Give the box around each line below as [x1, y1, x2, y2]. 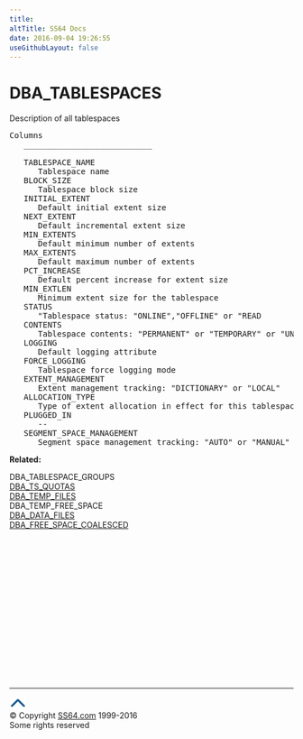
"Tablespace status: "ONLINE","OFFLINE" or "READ [37, 311, 262, 321]
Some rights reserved [9, 720, 90, 731]
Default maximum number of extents [37, 257, 196, 267]
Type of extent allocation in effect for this [37, 402, 248, 411]
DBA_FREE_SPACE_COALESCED [9, 520, 129, 531]
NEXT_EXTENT [23, 212, 77, 222]
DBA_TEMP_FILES [9, 491, 77, 502]
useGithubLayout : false [9, 43, 99, 52]
